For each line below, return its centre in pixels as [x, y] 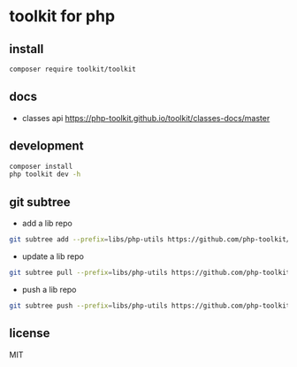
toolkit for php [62, 16]
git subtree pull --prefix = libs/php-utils [88, 272]
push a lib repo [49, 289]
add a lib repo [47, 224]
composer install [41, 166]
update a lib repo [53, 256]
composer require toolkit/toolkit [73, 69]
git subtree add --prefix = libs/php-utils [87, 240]
